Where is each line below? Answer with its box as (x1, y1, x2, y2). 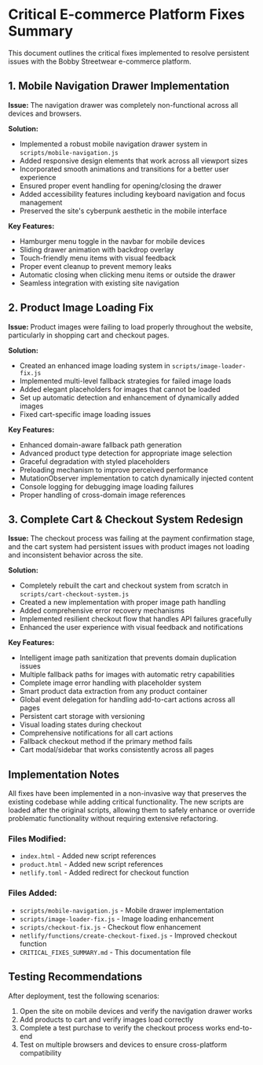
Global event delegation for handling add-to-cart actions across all (19, 695, 236, 705)
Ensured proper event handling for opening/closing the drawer (19, 181, 222, 190)
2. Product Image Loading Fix (8, 301, 155, 315)
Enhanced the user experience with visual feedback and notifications (19, 623, 243, 632)
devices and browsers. (8, 109, 82, 118)
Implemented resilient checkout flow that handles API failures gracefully (19, 614, 253, 624)
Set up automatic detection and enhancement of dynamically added (19, 392, 239, 402)
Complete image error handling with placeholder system (19, 678, 202, 687)
